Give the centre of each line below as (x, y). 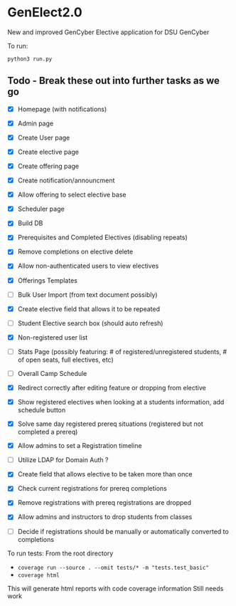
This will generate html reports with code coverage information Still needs (116, 588)
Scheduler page (41, 209)
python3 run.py (30, 59)
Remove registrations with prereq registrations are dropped (104, 503)
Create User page (44, 137)
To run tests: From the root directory (60, 553)
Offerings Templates (48, 280)
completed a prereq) (48, 432)
